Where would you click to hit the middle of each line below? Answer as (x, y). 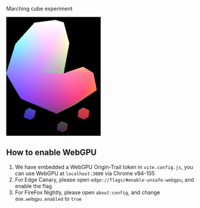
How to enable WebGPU (51, 153)
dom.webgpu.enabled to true (48, 198)
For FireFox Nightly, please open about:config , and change (87, 192)
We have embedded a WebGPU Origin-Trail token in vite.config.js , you (104, 167)
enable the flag (33, 186)
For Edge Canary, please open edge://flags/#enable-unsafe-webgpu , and (104, 179)
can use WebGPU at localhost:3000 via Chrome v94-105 (85, 173)
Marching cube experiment (39, 9)
